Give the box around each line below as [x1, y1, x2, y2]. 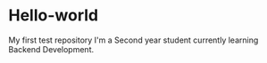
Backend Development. [8, 43, 95, 54]
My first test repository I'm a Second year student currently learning [8, 35, 259, 45]
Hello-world [8, 5, 99, 26]
